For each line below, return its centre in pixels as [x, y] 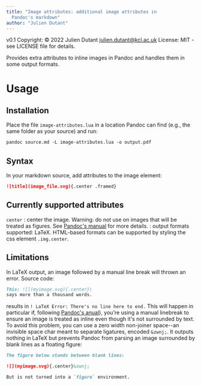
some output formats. [33, 64]
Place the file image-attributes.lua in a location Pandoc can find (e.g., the [98, 125]
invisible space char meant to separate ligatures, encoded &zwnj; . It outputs [100, 332]
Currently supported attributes [65, 205]
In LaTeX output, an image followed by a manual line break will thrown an [96, 272]
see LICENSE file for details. [41, 46]
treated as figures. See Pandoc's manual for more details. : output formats [98, 226]
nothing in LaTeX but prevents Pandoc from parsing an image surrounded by [101, 338]
